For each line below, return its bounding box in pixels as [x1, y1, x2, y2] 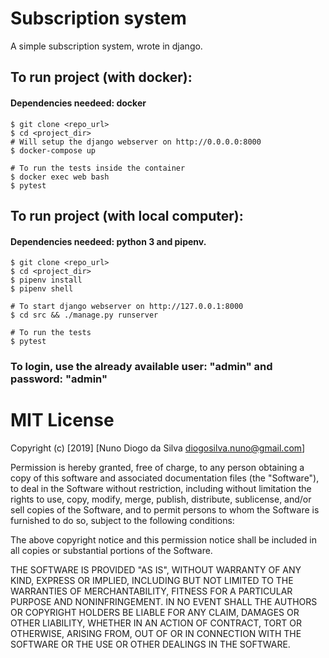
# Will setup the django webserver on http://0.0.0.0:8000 [10, 137, 262, 147]
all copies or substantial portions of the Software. [10, 544, 213, 556]
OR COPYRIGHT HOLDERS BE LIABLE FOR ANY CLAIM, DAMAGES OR [10, 606, 300, 618]
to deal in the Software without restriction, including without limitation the [10, 482, 312, 494]
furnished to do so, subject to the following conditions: [10, 514, 235, 526]
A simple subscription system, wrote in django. [10, 40, 203, 52]
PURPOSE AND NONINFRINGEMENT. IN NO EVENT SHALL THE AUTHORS [10, 595, 318, 607]
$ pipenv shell [10, 284, 74, 294]
